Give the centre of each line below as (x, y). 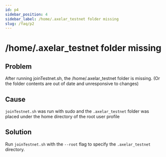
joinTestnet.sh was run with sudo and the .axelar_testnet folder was (77, 111)
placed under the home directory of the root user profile (63, 117)
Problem (19, 66)
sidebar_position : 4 (27, 14)
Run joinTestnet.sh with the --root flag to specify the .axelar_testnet (78, 144)
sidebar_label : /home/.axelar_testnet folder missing (62, 19)
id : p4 (12, 10)
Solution (18, 132)
